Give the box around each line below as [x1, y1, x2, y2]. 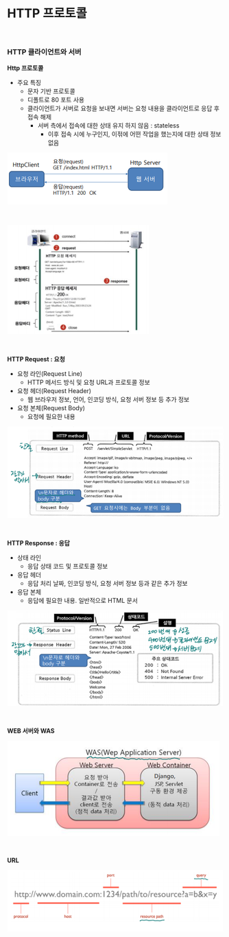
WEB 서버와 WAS [7, 726, 55, 735]
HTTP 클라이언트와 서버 [7, 47, 82, 56]
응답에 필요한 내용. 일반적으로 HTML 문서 [27, 596, 138, 604]
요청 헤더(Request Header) [16, 387, 91, 395]
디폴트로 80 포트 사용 [27, 96, 84, 104]
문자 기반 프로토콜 [27, 87, 75, 95]
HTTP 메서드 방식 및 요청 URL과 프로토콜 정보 [27, 378, 151, 387]
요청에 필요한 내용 [27, 412, 75, 421]
